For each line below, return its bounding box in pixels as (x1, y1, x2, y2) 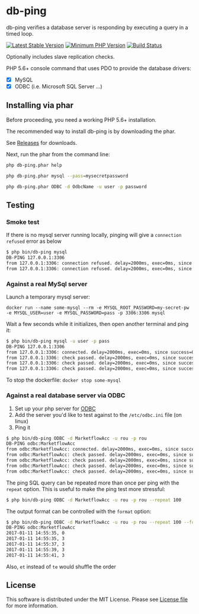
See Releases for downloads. (6, 139, 78, 146)
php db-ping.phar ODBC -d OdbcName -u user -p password (6, 183, 147, 189)
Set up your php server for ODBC (14, 405, 96, 412)
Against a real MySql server (6, 280, 88, 288)
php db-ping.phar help (6, 162, 62, 168)
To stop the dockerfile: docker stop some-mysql (6, 376, 121, 384)
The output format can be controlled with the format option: (6, 508, 152, 515)
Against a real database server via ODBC (6, 391, 126, 400)
